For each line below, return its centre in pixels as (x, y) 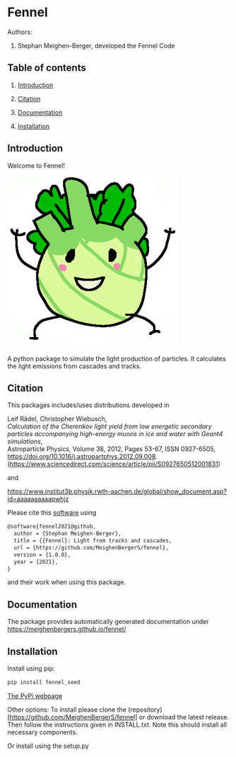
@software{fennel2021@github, (52, 527)
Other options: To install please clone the (67, 710)
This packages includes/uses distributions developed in (88, 405)
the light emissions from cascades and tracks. (74, 366)
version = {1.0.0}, (42, 555)
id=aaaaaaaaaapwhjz (38, 499)
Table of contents (47, 68)
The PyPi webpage (35, 695)
